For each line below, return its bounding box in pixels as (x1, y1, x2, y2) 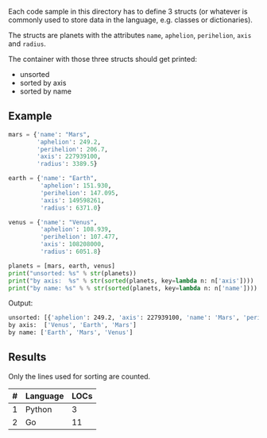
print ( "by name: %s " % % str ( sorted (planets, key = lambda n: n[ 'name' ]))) (8, 284, 258, 292)
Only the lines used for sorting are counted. (8, 371, 151, 381)
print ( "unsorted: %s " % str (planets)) (8, 269, 137, 277)
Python (25, 404, 52, 415)
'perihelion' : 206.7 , (37, 145, 109, 153)
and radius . (8, 39, 46, 48)
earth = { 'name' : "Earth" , (8, 175, 98, 182)
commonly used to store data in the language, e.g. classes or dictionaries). (8, 15, 253, 25)
